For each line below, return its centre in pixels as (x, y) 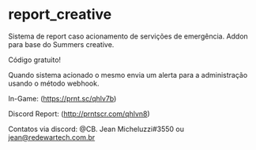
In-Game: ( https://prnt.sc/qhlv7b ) (62, 98)
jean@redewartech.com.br (52, 137)
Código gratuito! (35, 60)
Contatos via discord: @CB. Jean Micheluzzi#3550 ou (96, 129)
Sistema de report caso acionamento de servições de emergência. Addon (128, 36)
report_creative (60, 15)
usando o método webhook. (54, 83)
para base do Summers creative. (61, 44)
